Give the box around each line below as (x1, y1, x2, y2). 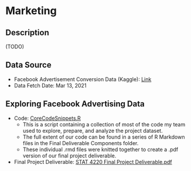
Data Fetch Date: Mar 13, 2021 (13, 82, 87, 89)
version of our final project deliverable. (22, 152, 117, 159)
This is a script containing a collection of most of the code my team (22, 120, 186, 128)
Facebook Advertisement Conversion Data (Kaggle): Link (13, 75, 152, 83)
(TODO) (5, 43, 25, 50)
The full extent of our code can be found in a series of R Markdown (22, 133, 185, 140)
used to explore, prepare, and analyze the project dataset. (22, 127, 163, 134)
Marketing (5, 4, 57, 18)
